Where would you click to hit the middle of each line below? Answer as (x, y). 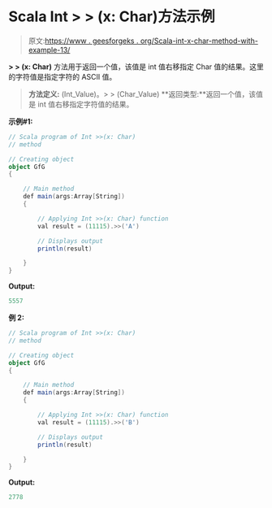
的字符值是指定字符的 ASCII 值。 (63, 76)
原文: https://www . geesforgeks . (83, 41)
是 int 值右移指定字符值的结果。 (81, 104)
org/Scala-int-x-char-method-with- (199, 41)
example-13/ (49, 50)
